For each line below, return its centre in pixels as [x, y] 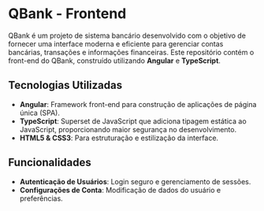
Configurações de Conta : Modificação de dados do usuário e [120, 190]
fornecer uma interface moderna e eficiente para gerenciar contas [116, 43]
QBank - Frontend [67, 14]
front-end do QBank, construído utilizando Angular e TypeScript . [114, 61]
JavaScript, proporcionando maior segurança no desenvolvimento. [128, 129]
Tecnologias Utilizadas [65, 85]
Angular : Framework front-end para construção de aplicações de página [138, 104]
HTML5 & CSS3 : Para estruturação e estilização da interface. [119, 138]
